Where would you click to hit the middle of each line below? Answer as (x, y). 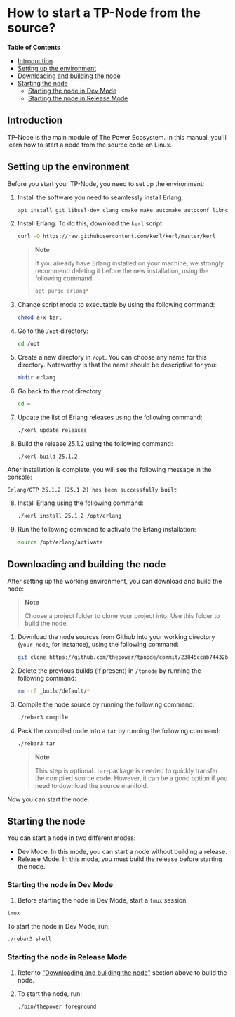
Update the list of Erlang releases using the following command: (110, 417)
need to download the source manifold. (92, 785)
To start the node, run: (50, 993)
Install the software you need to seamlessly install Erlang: (100, 197)
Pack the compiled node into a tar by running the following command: (119, 730)
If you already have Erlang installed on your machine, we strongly (129, 263)
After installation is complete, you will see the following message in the (109, 470)
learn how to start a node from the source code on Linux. (90, 145)
